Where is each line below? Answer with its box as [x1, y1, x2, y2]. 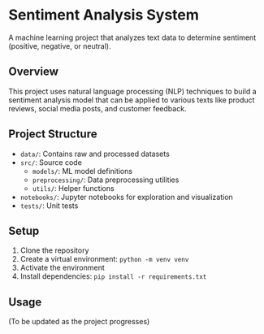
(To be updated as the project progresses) [8, 317, 150, 327]
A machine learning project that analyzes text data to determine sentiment [8, 33, 257, 42]
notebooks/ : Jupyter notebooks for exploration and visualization [19, 192, 233, 202]
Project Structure [8, 128, 97, 141]
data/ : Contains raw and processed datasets [19, 149, 171, 158]
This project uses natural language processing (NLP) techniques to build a [8, 86, 257, 96]
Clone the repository [19, 245, 89, 255]
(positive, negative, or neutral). [8, 41, 111, 50]
